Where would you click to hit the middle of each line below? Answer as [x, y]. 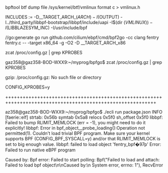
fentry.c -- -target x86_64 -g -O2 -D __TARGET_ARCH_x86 [66, 43]
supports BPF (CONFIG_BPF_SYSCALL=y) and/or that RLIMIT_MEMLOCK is [83, 139]
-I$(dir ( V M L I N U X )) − [131, 22]
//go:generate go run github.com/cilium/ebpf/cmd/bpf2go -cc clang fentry [82, 37]
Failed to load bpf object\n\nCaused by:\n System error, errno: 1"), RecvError [84, 165]
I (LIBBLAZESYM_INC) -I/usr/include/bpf [46, 28]
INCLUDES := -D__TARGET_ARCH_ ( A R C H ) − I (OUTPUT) [62, 17]
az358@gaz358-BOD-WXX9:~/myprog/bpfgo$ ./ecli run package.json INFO [84, 112]
